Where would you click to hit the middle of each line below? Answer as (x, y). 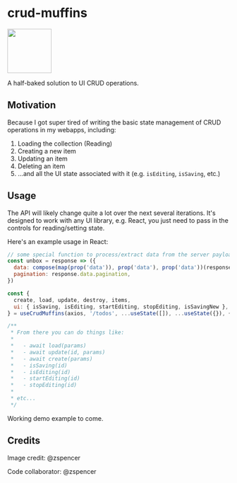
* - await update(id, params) (58, 352)
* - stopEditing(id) (44, 385)
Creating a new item (47, 151)
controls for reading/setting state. (56, 228)
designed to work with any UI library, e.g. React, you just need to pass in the (118, 220)
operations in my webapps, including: (62, 129)
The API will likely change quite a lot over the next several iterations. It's (112, 213)
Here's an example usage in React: (58, 241)
